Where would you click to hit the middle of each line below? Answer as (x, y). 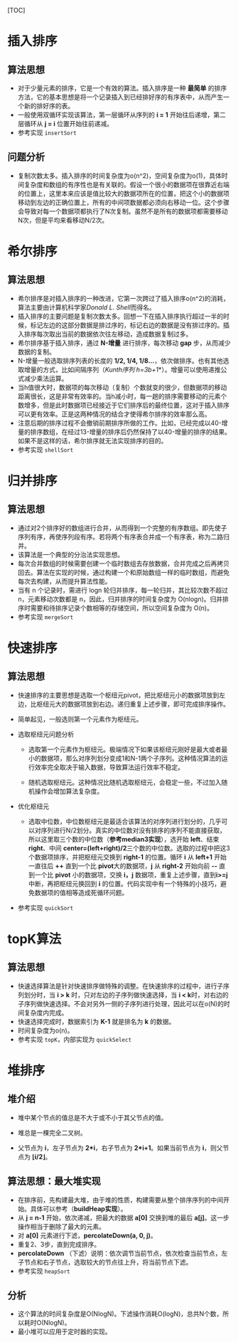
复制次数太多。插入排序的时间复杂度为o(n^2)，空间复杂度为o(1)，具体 (120, 175)
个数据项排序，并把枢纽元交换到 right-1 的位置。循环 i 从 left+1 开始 (128, 857)
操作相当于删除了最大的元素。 (61, 1226)
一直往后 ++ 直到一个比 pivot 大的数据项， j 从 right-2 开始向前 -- (123, 866)
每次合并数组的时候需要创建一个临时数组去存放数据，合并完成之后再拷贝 (123, 563)
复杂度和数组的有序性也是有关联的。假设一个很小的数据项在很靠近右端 (126, 184)
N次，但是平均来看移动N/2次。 (63, 220)
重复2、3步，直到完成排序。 (59, 1244)
